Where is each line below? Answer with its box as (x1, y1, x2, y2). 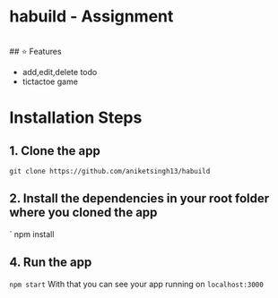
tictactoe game (22, 76, 79, 87)
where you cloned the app (9, 205, 158, 220)
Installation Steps (9, 107, 143, 128)
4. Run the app (9, 255, 92, 270)
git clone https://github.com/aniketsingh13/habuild (9, 166, 211, 175)
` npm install (9, 228, 55, 239)
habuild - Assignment (9, 6, 174, 27)
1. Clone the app (9, 143, 101, 158)
